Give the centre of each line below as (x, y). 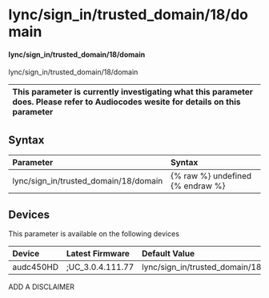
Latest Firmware (98, 254)
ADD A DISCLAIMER (41, 287)
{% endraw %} (198, 186)
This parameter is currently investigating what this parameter (133, 92)
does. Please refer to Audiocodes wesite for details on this (126, 102)
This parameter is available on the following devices (94, 234)
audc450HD (35, 268)
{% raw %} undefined (211, 176)
